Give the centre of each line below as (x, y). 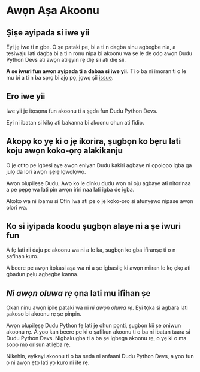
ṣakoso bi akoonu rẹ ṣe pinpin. (44, 314)
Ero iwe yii (26, 96)
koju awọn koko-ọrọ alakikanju (64, 151)
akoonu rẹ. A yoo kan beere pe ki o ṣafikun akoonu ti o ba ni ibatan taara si (98, 332)
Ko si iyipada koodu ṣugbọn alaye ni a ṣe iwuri (94, 226)
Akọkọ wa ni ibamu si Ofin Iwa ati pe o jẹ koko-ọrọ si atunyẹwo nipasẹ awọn (100, 201)
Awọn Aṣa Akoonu (53, 10)
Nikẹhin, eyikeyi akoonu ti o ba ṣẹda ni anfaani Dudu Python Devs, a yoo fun (100, 356)
